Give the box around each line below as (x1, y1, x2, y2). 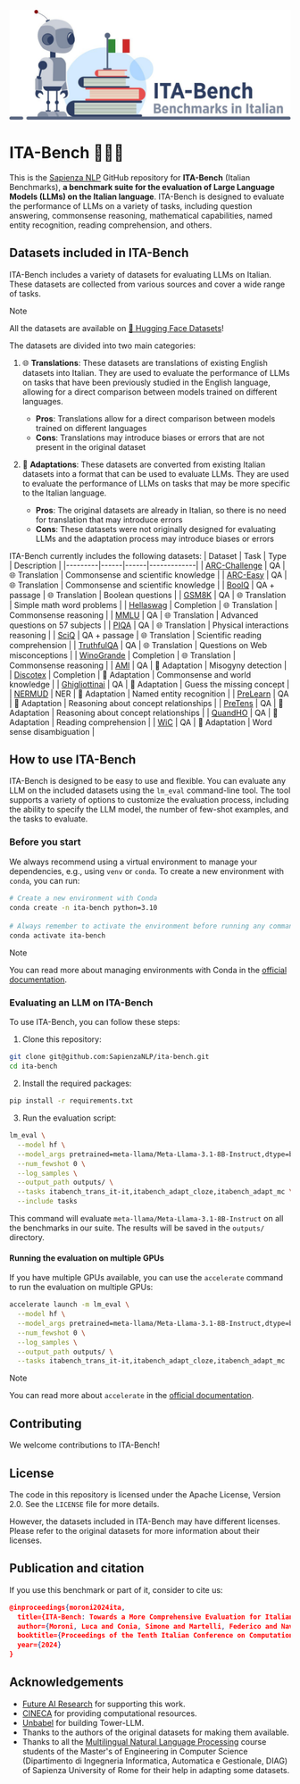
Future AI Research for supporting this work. (21, 1698, 186, 1709)
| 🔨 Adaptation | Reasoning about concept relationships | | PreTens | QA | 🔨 (9, 697, 284, 708)
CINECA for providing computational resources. (21, 1707, 198, 1719)
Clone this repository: (21, 1034, 102, 1045)
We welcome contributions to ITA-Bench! (9, 1439, 161, 1451)
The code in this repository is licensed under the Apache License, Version (9, 1488, 281, 1500)
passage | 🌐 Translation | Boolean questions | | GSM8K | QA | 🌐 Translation (9, 589, 287, 600)
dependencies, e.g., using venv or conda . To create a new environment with (9, 865, 284, 876)
